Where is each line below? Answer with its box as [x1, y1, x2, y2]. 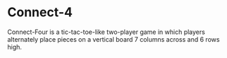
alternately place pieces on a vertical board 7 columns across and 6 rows [7, 35, 220, 43]
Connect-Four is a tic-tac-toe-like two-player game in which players [7, 28, 206, 36]
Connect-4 [7, 4, 73, 21]
